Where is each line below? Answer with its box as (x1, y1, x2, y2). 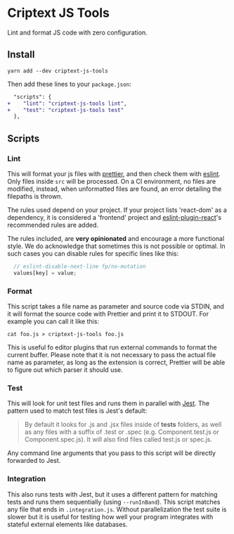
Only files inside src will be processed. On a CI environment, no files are (7, 177, 216, 185)
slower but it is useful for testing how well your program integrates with (7, 512, 214, 521)
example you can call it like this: (7, 317, 100, 325)
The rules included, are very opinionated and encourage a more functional (7, 234, 225, 242)
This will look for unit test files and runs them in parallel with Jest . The (7, 399, 210, 408)
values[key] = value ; (13, 269, 77, 276)
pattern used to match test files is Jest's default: (7, 406, 148, 415)
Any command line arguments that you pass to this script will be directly (7, 449, 216, 457)
